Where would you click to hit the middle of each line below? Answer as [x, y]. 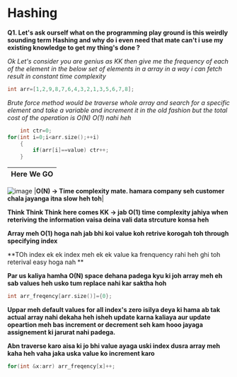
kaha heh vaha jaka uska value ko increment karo [81, 354]
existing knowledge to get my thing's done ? [74, 47]
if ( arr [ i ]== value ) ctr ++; [71, 150]
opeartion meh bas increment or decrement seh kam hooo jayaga [105, 325]
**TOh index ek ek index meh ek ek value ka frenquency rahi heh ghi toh [114, 255]
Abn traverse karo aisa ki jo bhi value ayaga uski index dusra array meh [114, 346]
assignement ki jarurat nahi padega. [62, 333]
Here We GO [32, 174]
